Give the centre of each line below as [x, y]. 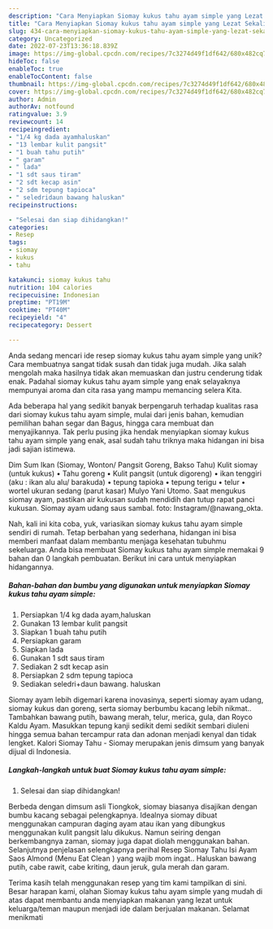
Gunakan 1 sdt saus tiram [62, 658]
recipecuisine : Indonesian [54, 295]
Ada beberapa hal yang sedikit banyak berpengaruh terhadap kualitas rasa [133, 406]
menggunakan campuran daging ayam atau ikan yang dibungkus [117, 823]
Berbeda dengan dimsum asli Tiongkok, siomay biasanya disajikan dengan [133, 806]
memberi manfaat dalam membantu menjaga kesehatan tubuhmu [117, 541]
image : [19, 54]
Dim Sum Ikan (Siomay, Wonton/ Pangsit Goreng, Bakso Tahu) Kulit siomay [133, 465]
